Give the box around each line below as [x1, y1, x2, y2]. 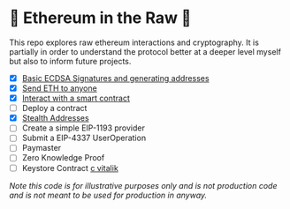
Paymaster [21, 143, 62, 153]
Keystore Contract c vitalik [21, 162, 119, 173]
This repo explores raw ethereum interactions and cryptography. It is [9, 37, 259, 48]
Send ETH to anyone [21, 83, 97, 93]
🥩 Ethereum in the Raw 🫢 [9, 8, 192, 28]
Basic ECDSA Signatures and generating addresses [21, 72, 210, 83]
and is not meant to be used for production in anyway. [9, 190, 208, 200]
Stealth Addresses [21, 113, 90, 123]
